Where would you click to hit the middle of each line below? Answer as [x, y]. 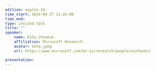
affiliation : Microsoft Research [48, 42]
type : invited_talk [25, 23]
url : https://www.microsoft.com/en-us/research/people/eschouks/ [83, 51]
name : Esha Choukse [34, 37]
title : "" [15, 28]
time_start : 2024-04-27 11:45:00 [39, 14]
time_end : [15, 19]
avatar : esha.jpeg [33, 46]
